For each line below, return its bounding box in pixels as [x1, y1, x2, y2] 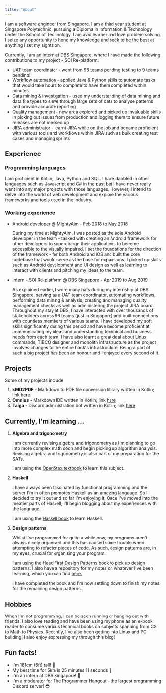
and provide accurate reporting [12, 103, 76, 109]
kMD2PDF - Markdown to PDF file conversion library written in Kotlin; [12, 387, 155, 393]
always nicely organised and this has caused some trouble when [12, 540, 145, 546]
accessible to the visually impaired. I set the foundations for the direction [12, 246, 161, 252]
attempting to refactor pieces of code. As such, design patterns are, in [12, 545, 156, 551]
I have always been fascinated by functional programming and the [12, 485, 148, 491]
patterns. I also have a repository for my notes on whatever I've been [12, 565, 154, 571]
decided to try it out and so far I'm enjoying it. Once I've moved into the [12, 495, 158, 501]
